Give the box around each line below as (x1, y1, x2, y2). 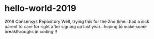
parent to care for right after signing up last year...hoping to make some (4, 23, 147, 29)
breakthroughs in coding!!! (4, 29, 58, 34)
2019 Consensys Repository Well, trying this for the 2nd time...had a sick (4, 19, 150, 24)
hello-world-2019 (4, 3, 77, 14)
